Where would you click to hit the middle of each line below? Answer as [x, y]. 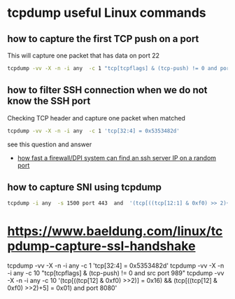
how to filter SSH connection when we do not [107, 90]
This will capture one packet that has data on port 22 [83, 55]
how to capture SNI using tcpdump [85, 187]
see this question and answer [50, 144]
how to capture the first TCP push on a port [103, 39]
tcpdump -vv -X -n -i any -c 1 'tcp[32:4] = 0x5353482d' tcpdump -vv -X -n [116, 266]
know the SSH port [49, 101]
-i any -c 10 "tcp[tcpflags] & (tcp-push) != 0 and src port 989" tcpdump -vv [116, 273]
